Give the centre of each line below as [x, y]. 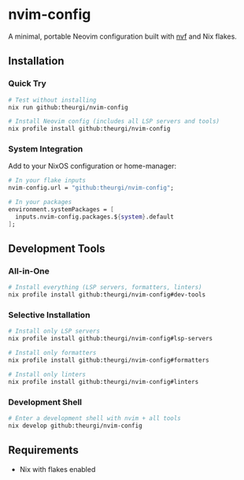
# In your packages [40, 203]
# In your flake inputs [47, 180]
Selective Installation [49, 315]
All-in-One [29, 271]
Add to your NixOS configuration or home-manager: [92, 166]
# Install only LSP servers [54, 331]
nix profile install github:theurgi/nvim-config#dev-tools [107, 295]
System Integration [46, 149]
